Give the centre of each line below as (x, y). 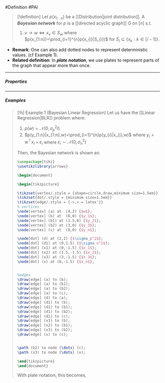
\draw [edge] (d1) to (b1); (45, 307)
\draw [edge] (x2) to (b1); (45, 325)
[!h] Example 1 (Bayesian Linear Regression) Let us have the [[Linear (86, 113)
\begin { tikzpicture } (38, 184)
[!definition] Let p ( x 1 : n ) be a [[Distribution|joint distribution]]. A (81, 17)
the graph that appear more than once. (51, 66)
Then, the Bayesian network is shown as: (59, 153)
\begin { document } (35, 175)
